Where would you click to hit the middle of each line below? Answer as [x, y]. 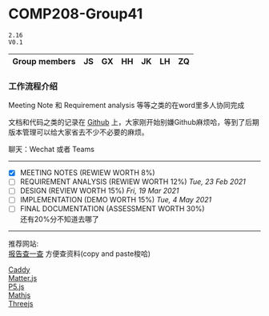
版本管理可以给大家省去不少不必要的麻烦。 [78, 132]
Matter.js [23, 278]
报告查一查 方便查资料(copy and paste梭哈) [79, 254]
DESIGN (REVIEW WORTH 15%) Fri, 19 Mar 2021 [99, 191]
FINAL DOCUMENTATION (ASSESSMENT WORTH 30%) [112, 209]
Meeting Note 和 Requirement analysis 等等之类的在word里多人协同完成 [126, 106]
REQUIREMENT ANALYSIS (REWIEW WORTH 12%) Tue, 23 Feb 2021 [133, 182]
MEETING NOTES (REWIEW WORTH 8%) [87, 173]
